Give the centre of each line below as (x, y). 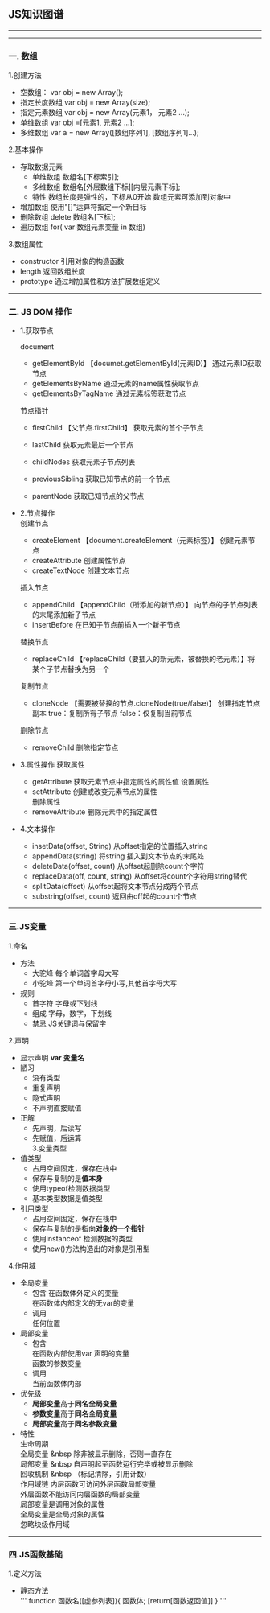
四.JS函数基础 (35, 1554)
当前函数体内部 (57, 1383)
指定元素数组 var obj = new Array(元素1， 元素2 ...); (105, 113)
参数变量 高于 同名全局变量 (74, 1413)
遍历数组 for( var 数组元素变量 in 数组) (83, 227)
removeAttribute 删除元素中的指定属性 (95, 812)
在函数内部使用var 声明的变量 (81, 1353)
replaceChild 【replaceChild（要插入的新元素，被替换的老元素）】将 (143, 659)
